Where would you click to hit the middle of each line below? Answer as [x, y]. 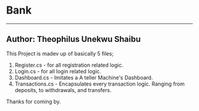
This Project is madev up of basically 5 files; [60, 53]
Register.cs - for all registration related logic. [69, 65]
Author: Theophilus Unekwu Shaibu [73, 39]
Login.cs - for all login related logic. [58, 71]
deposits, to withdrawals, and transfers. [63, 90]
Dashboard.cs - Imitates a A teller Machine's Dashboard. [84, 77]
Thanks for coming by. [33, 102]
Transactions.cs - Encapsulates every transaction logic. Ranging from [99, 84]
